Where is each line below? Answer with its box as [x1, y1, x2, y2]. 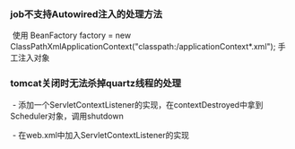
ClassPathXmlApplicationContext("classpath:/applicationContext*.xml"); [10, 41, 276, 52]
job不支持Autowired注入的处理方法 [10, 7, 163, 20]
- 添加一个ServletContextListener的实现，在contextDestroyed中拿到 [12, 99, 264, 110]
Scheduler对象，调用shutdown [10, 110, 124, 121]
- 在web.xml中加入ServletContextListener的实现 [12, 129, 189, 140]
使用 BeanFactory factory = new [12, 30, 132, 41]
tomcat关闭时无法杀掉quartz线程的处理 [10, 77, 182, 90]
